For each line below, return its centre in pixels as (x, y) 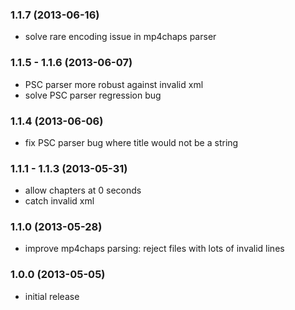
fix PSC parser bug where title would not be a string (131, 142)
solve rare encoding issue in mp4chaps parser (120, 37)
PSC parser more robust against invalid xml (114, 84)
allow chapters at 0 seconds (83, 190)
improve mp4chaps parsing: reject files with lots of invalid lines (154, 249)
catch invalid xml (59, 201)
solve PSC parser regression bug (93, 95)
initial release (52, 296)
